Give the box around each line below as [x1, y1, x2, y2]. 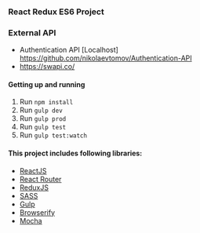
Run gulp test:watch [19, 130, 88, 140]
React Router [19, 174, 62, 184]
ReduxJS [19, 183, 49, 192]
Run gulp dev [19, 105, 63, 115]
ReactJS [19, 166, 47, 175]
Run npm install [19, 97, 74, 107]
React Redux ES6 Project [8, 6, 104, 17]
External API [8, 27, 56, 38]
